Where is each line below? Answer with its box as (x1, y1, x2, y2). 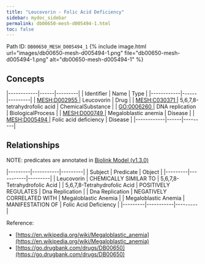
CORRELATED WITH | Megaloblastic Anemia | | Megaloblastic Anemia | (6, 194, 185, 202)
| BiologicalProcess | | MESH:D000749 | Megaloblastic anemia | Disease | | (6, 110, 195, 117)
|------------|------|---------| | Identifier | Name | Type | (6, 90, 148, 97)
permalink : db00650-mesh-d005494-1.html (6, 20, 111, 26)
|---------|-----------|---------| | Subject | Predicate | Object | (6, 168, 163, 175)
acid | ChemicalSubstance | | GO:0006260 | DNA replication (44, 103, 196, 110)
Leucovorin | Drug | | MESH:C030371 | (82, 96, 179, 104)
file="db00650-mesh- (124, 50, 181, 57)
